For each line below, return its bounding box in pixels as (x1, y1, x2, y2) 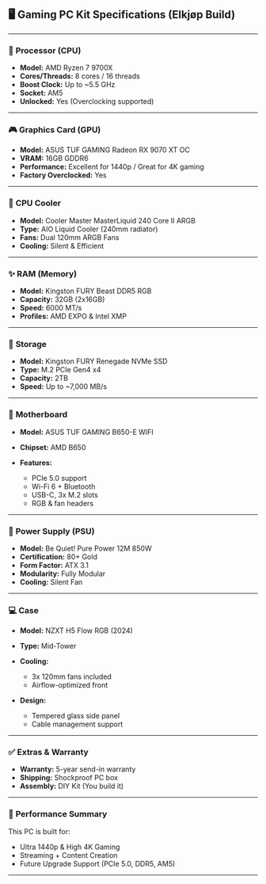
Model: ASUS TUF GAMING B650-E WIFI (19, 427, 154, 436)
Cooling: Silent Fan (19, 577, 83, 586)
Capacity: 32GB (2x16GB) (19, 295, 105, 304)
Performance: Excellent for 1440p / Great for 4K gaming (19, 162, 204, 172)
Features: (19, 458, 53, 467)
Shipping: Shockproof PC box (19, 773, 119, 783)
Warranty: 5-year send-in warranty (19, 764, 136, 774)
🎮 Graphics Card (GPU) (8, 124, 101, 135)
